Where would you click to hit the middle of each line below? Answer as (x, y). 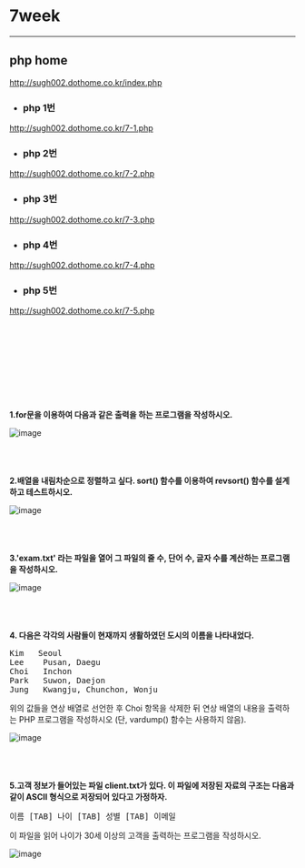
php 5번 (39, 290)
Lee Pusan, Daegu (55, 662)
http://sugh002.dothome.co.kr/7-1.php (82, 128)
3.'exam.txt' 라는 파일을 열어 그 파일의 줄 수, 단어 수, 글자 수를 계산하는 (134, 558)
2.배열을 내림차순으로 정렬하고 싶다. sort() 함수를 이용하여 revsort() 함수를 (142, 481)
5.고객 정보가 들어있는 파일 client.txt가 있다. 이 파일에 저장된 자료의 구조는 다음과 (152, 786)
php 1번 (39, 107)
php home (39, 61)
